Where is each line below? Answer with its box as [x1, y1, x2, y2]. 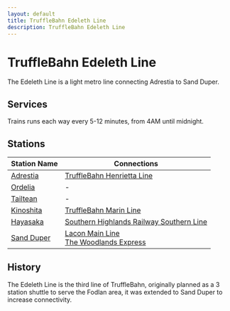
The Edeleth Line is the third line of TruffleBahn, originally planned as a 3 [7, 280, 220, 288]
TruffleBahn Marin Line [65, 205, 141, 215]
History [7, 261, 41, 273]
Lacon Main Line [65, 228, 120, 238]
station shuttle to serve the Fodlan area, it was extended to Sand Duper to [7, 288, 223, 296]
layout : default [7, 10, 55, 18]
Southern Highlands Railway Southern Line [65, 217, 208, 227]
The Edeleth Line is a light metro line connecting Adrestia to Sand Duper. [7, 77, 220, 86]
